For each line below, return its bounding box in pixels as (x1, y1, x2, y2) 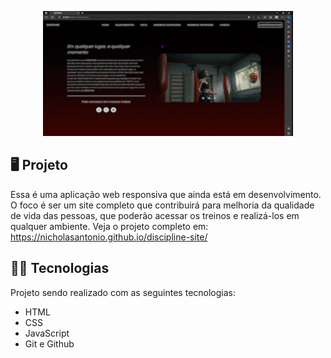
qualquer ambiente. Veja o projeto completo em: (10, 220, 209, 232)
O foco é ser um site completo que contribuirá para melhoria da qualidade (10, 199, 315, 211)
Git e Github (24, 337, 75, 350)
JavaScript (24, 327, 70, 339)
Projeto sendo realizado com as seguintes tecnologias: (10, 286, 237, 298)
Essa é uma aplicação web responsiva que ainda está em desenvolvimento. (10, 188, 322, 200)
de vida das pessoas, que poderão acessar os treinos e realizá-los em (10, 209, 300, 221)
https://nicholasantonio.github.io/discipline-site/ (10, 231, 208, 243)
